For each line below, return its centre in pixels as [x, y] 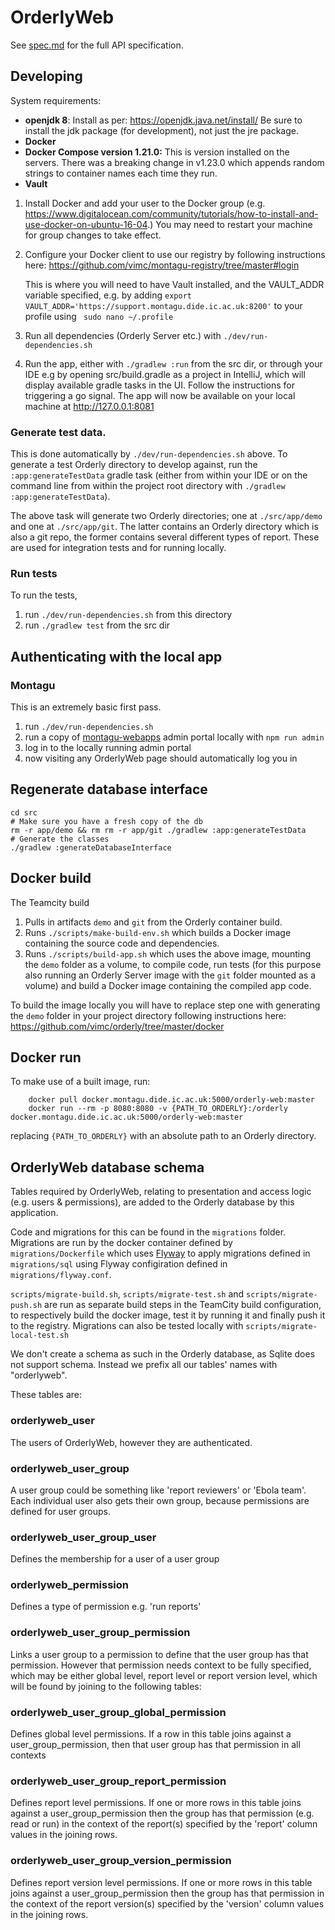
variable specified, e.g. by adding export [108, 295]
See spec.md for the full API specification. [97, 45]
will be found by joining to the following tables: [106, 1686]
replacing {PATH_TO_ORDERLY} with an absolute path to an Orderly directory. [163, 1136]
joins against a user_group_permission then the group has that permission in [167, 1893]
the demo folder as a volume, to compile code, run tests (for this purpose [173, 964]
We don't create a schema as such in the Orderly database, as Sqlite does [163, 1354]
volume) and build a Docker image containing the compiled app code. [168, 985]
